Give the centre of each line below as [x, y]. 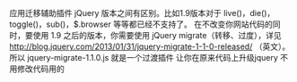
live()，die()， [249, 13]
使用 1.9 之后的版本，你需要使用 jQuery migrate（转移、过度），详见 [157, 35]
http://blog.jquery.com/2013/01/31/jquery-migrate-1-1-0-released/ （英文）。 [150, 46]
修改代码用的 [40, 69]
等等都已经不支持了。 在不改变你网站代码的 [193, 24]
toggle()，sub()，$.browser [61, 24]
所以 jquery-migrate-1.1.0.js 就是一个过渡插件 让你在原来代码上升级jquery [144, 57]
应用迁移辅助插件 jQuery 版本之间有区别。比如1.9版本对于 [116, 13]
